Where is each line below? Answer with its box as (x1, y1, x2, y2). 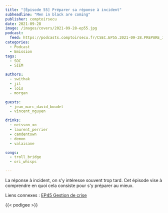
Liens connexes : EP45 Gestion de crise (5, 193, 87, 198)
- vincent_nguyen (9, 109, 46, 114)
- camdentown (9, 132, 37, 137)
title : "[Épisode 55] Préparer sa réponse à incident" (5, 7, 122, 12)
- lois (9, 86, 23, 91)
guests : (5, 99, 21, 105)
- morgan (9, 90, 28, 95)
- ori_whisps (9, 159, 37, 165)
